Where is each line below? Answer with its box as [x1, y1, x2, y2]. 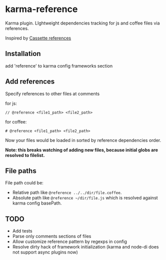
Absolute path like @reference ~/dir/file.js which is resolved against [12, 195, 158, 201]
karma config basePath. [12, 200, 62, 206]
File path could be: [5, 180, 43, 186]
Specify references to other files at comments [5, 90, 100, 96]
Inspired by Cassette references [5, 35, 71, 41]
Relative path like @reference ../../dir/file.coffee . [12, 189, 122, 195]
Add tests [12, 228, 32, 234]
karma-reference [5, 3, 78, 15]
